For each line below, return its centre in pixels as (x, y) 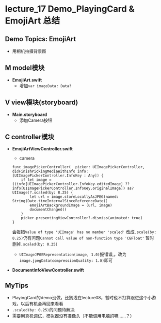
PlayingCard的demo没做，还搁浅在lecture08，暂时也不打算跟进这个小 (82, 298)
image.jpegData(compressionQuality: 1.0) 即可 (66, 260)
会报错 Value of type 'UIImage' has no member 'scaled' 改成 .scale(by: (84, 232)
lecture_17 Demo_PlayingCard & (70, 9)
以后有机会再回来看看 (42, 304)
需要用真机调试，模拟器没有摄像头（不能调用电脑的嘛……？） (73, 316)
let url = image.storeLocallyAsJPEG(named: (74, 197)
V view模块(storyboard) (42, 103)
